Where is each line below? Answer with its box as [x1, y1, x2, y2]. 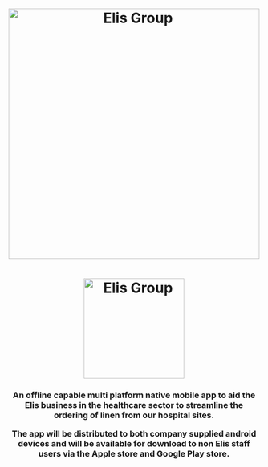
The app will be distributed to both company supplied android [11, 428, 257, 439]
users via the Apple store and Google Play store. [38, 448, 230, 459]
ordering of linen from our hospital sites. [54, 409, 214, 421]
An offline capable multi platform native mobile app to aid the [12, 389, 256, 401]
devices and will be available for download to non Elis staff [18, 437, 250, 449]
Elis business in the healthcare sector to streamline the [24, 400, 244, 411]
